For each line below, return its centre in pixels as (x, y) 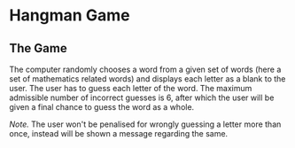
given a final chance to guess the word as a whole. (102, 107)
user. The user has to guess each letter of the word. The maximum (131, 88)
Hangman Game (70, 16)
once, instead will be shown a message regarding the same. (119, 133)
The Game (39, 48)
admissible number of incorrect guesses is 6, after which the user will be (142, 97)
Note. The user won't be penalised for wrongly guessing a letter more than (145, 124)
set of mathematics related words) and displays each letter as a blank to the (147, 79)
